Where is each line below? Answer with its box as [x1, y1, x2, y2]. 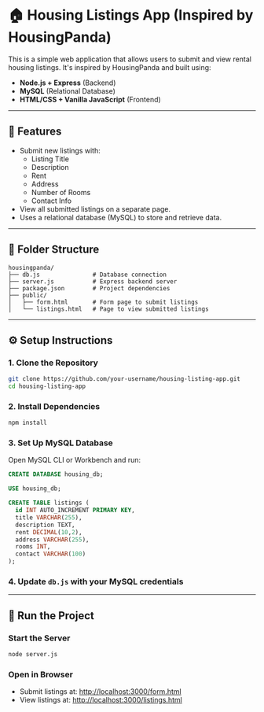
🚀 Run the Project [8, 609, 94, 622]
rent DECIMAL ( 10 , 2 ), [15, 528, 82, 536]
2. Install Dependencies [8, 400, 101, 411]
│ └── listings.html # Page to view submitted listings [8, 304, 210, 313]
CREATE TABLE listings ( [8, 499, 90, 507]
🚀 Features [8, 125, 62, 138]
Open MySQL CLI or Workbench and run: [8, 456, 141, 465]
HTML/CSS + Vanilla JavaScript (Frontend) [19, 94, 161, 104]
